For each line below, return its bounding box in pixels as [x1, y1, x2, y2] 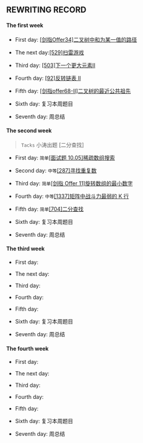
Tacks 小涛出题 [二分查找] [21, 141, 84, 148]
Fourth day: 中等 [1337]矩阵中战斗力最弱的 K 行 [14, 193, 129, 200]
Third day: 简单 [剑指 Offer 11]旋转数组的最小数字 [14, 179, 133, 186]
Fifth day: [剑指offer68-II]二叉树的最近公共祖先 [14, 87, 131, 94]
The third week [6, 245, 45, 252]
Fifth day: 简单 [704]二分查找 [14, 205, 84, 212]
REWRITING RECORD [6, 5, 86, 15]
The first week [6, 21, 43, 29]
